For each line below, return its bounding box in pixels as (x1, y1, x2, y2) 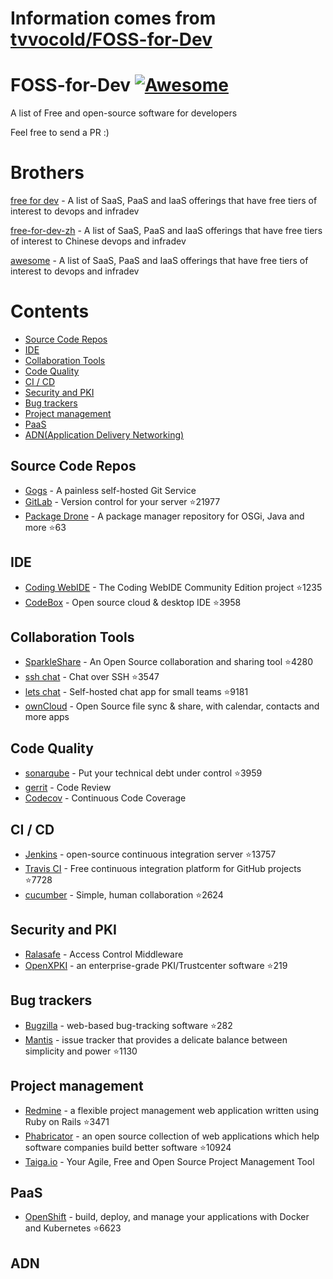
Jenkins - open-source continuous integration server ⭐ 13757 (24, 848, 277, 861)
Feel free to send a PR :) (10, 127, 110, 139)
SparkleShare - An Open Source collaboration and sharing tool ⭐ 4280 (24, 656, 313, 668)
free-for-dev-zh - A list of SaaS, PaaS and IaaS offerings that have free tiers (10, 225, 323, 237)
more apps (24, 711, 70, 723)
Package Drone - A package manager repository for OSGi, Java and (24, 510, 305, 522)
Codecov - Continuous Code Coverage (24, 792, 187, 804)
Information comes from (10, 7, 217, 30)
